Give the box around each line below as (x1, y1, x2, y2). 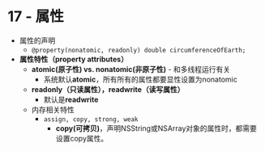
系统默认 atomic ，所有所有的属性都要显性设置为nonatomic (43, 74, 238, 84)
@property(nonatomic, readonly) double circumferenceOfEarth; (31, 46, 246, 54)
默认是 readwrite (43, 94, 99, 104)
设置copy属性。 (55, 133, 109, 143)
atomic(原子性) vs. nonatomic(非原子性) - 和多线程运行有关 (31, 64, 231, 73)
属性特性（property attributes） (19, 54, 129, 64)
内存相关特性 (31, 104, 75, 114)
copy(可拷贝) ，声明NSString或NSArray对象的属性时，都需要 (55, 123, 257, 133)
